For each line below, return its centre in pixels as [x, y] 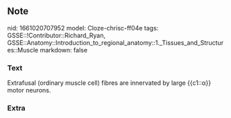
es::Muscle [23, 50]
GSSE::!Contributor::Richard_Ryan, [57, 35]
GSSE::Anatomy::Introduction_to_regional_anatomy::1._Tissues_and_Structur [115, 42]
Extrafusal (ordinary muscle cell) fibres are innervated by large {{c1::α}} [109, 83]
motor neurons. [29, 90]
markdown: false [64, 50]
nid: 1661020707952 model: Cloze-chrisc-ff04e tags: [83, 28]
